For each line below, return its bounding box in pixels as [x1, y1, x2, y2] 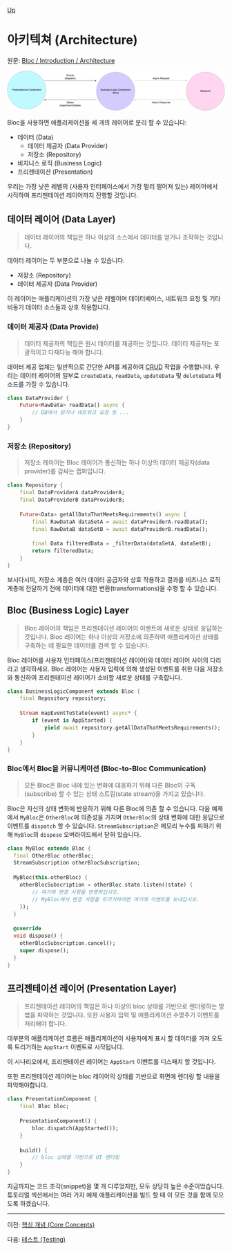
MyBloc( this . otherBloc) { [13, 874, 88, 881]
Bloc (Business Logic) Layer [7, 605, 129, 617]
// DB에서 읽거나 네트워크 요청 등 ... [32, 409, 129, 416]
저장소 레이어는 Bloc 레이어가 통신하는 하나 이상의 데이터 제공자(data [23, 458, 211, 467]
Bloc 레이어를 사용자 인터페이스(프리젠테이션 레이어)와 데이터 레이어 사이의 [7, 655, 209, 664]
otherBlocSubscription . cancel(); [19, 940, 116, 947]
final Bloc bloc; [19, 1103, 70, 1110]
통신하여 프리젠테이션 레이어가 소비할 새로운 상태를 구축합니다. [14, 673, 183, 681]
